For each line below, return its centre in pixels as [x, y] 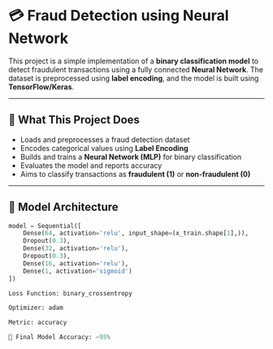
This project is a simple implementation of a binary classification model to [133, 61]
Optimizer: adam [36, 308]
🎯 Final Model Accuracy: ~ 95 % [60, 338]
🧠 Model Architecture [64, 207]
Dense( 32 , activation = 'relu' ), [76, 248]
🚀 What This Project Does [74, 120]
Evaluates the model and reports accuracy [91, 165]
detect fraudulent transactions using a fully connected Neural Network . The [136, 69]
